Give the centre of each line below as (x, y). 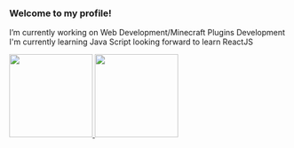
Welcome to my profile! (61, 13)
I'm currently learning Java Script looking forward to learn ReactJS (131, 42)
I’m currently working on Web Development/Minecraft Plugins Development (147, 33)
